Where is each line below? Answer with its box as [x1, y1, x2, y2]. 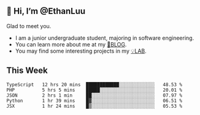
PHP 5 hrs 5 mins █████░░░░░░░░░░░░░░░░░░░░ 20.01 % [6, 87, 183, 93]
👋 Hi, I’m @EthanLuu [6, 6, 86, 17]
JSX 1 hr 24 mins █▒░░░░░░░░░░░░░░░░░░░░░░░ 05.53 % [6, 103, 183, 109]
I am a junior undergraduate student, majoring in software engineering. [15, 34, 194, 42]
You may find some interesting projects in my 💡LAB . [15, 47, 147, 54]
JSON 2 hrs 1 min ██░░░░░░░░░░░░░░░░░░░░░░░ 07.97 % [6, 92, 183, 98]
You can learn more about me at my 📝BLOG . [15, 40, 127, 48]
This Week [6, 65, 48, 76]
